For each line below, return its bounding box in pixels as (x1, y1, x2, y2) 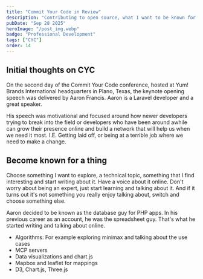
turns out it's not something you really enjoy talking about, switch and (6, 191, 179, 198)
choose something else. (6, 197, 66, 205)
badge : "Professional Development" (6, 31, 96, 38)
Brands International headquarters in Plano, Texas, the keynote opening (6, 87, 184, 94)
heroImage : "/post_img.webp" (6, 25, 80, 32)
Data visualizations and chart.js (14, 252, 93, 260)
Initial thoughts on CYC (6, 65, 95, 76)
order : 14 (6, 43, 31, 49)
